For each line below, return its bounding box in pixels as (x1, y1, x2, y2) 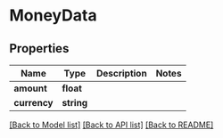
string (62, 97, 88, 109)
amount (13, 82, 47, 94)
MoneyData (9, 5, 97, 26)
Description (96, 68, 147, 79)
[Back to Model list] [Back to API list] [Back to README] (9, 119, 214, 130)
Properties (9, 41, 70, 56)
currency (13, 97, 54, 109)
